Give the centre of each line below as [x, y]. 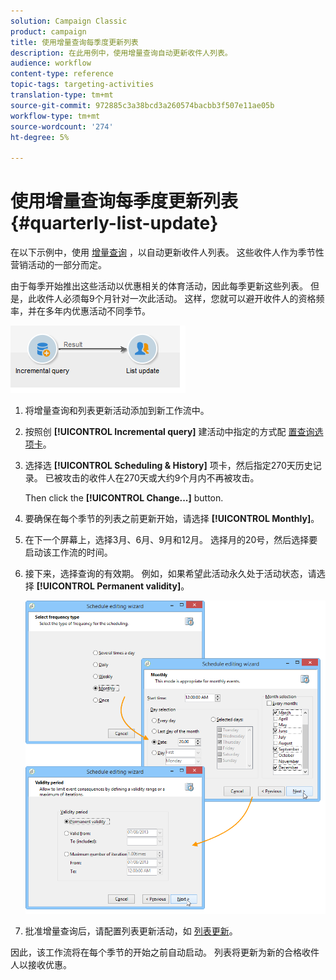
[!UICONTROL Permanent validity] [109, 586]
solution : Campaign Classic [69, 21]
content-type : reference [62, 74]
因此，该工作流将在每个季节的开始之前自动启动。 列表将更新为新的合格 [156, 952]
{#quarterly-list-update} [114, 223]
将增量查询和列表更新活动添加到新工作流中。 [117, 411]
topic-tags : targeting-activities [82, 85]
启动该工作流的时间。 [68, 552]
